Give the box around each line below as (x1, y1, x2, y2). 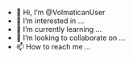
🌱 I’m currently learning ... (15, 25, 102, 33)
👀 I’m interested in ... (15, 16, 85, 26)
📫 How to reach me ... (15, 42, 91, 51)
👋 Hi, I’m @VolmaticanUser (15, 8, 106, 17)
